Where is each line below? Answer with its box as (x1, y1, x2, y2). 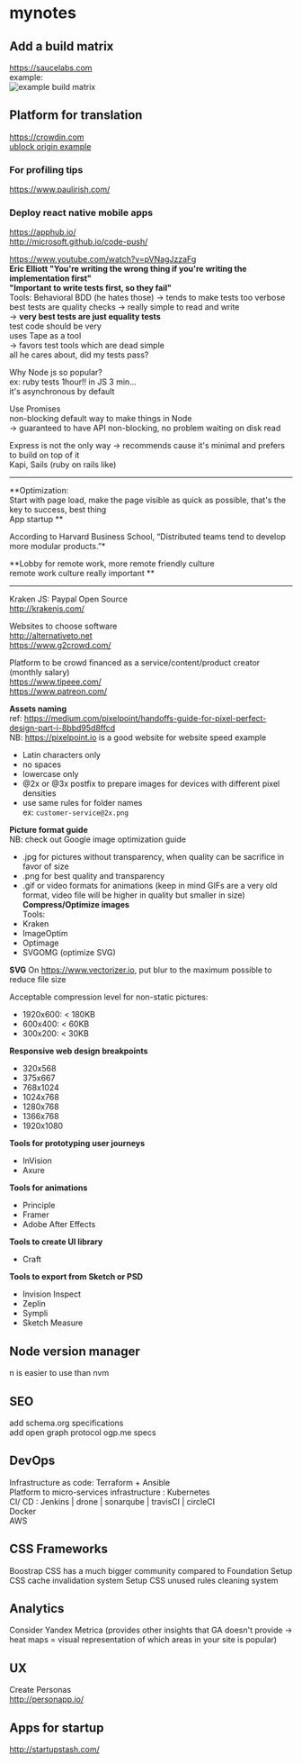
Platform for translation (9, 107, 143, 123)
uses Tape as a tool (9, 330, 82, 341)
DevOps (9, 1453, 56, 1469)
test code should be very (9, 321, 102, 331)
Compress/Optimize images (22, 900, 130, 910)
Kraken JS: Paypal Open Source (9, 593, 129, 605)
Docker (9, 1505, 37, 1516)
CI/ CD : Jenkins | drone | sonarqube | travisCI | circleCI (9, 1496, 216, 1506)
